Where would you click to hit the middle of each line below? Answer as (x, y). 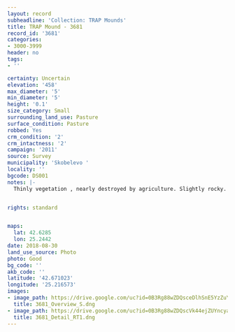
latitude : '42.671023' (40, 278)
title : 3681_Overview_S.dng (55, 304)
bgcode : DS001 (28, 175)
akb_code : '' (26, 272)
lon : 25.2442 (33, 239)
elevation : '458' (33, 85)
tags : (15, 59)
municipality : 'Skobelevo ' (48, 163)
